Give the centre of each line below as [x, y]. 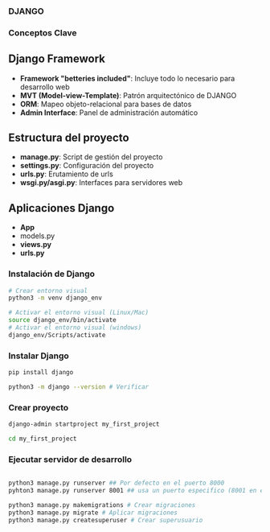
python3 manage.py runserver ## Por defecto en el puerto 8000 [117, 483]
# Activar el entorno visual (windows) [75, 328]
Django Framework [57, 59]
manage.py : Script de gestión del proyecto [91, 157]
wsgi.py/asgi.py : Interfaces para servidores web [101, 183]
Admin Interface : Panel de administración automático [109, 112]
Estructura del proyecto [69, 138]
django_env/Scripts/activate [57, 335]
